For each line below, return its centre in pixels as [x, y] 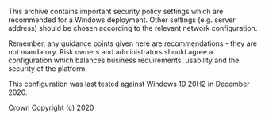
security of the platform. [48, 69]
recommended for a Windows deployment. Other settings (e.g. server [122, 20]
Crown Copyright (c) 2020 [51, 107]
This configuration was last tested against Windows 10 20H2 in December [129, 84]
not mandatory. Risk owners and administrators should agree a [111, 52]
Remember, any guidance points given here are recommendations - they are [133, 43]
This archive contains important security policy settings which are [116, 11]
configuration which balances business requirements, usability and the [124, 60]
